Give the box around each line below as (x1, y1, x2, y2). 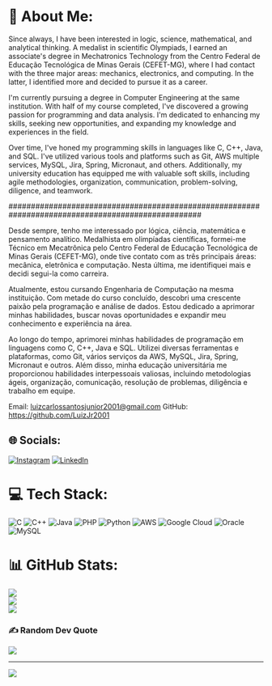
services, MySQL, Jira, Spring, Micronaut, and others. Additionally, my (8, 159, 243, 169)
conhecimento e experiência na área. (8, 319, 132, 328)
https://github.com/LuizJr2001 (8, 410, 110, 420)
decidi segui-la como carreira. (8, 269, 109, 278)
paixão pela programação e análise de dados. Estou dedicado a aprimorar (8, 301, 255, 311)
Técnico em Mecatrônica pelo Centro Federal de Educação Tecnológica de (8, 243, 258, 252)
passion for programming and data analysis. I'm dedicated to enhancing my (8, 109, 261, 120)
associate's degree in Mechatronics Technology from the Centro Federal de (8, 51, 261, 61)
